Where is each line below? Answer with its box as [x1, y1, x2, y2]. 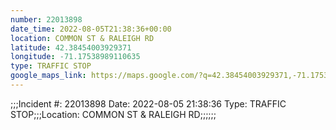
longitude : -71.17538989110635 [10, 52, 141, 62]
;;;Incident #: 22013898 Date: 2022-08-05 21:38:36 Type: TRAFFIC [10, 97, 287, 110]
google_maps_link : [10, 71, 87, 81]
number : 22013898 [10, 14, 83, 25]
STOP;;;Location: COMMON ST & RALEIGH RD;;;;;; [10, 108, 217, 120]
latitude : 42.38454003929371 [10, 42, 132, 53]
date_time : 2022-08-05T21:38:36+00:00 [10, 24, 172, 34]
